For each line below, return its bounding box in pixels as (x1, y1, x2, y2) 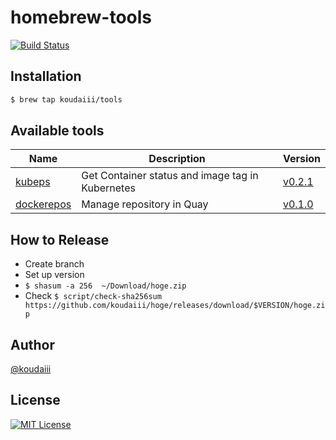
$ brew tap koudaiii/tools (10, 94, 123, 105)
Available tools (10, 122, 105, 140)
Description (148, 152, 206, 166)
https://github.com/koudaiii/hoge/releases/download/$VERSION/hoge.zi (24, 301, 326, 311)
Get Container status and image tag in (81, 169, 259, 183)
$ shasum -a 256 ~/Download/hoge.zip (24, 281, 187, 291)
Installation (10, 68, 82, 85)
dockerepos (15, 197, 72, 211)
